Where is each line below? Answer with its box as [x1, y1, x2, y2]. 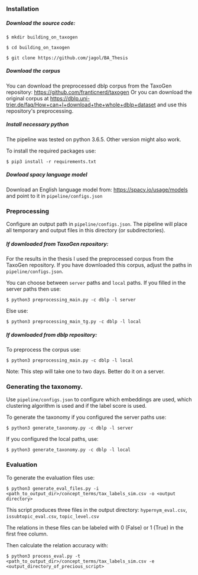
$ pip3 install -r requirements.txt [6, 158, 96, 164]
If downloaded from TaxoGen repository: [6, 240, 109, 247]
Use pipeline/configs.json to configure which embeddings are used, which [6, 396, 192, 403]
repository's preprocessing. [6, 107, 74, 114]
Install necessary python [6, 121, 69, 128]
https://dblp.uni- [50, 95, 90, 102]
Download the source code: [6, 20, 76, 27]
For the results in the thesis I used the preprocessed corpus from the [6, 255, 174, 262]
